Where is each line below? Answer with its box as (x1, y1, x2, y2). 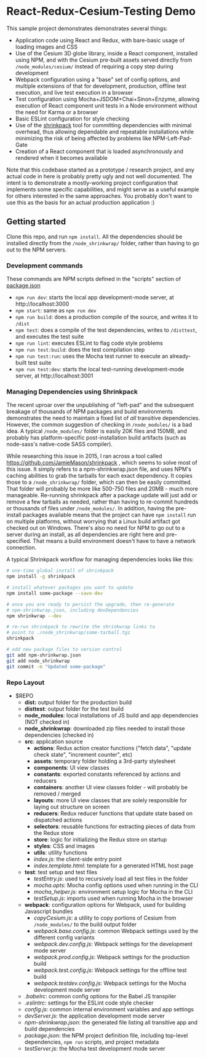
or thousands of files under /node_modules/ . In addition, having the (6, 505, 175, 512)
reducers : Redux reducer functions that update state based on (33, 810, 193, 817)
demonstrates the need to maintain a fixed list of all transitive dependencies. (6, 414, 200, 422)
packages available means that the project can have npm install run (22, 511, 197, 519)
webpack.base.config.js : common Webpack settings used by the (33, 927, 199, 934)
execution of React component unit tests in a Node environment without (15, 101, 198, 109)
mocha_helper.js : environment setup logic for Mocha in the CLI (33, 888, 193, 895)
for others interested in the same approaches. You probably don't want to (6, 192, 192, 199)
